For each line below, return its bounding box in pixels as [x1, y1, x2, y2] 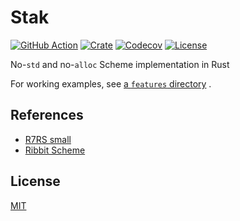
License [10, 173, 61, 190]
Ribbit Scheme [24, 144, 86, 156]
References [10, 107, 84, 124]
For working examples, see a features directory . [10, 77, 212, 90]
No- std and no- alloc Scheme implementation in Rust [10, 58, 230, 70]
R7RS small [24, 133, 72, 145]
